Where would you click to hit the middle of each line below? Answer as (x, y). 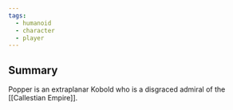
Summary (33, 70)
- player (30, 38)
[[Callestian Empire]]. (43, 98)
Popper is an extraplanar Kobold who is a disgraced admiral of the (117, 89)
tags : (17, 16)
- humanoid (34, 23)
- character (36, 30)
